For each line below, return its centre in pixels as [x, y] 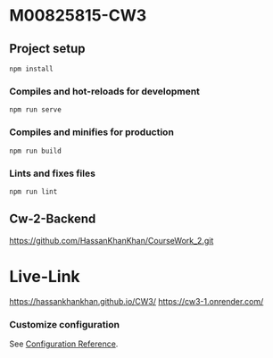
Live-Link [45, 276]
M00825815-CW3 [78, 16]
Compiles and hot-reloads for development [105, 91]
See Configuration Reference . [64, 344]
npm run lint [33, 191]
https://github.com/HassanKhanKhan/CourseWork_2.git [112, 240]
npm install [31, 69]
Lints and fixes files [53, 173]
